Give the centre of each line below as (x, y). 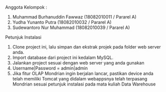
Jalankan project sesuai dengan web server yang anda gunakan (78, 63)
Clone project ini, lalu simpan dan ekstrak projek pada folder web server (86, 47)
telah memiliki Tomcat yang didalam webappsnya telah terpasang (80, 79)
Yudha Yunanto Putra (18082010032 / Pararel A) (62, 22)
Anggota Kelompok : (26, 7)
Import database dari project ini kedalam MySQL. (63, 57)
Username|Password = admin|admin (50, 68)
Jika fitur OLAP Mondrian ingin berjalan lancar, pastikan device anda (83, 73)
